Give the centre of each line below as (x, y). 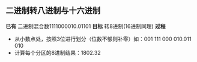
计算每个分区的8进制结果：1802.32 (58, 52)
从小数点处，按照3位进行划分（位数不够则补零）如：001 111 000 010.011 (103, 39)
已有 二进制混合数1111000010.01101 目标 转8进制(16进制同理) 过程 (86, 26)
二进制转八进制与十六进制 (53, 11)
